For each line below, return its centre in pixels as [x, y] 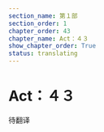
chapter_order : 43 [39, 31]
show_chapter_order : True [52, 46]
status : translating [43, 53]
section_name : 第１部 [43, 16]
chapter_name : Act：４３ [49, 38]
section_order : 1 [38, 23]
